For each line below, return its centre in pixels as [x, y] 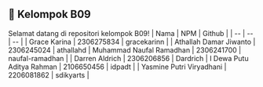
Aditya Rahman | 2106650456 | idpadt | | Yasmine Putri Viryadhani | [117, 67]
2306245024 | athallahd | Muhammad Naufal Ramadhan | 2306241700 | [125, 50]
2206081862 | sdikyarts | [49, 74]
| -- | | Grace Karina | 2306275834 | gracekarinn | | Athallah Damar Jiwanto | [132, 42]
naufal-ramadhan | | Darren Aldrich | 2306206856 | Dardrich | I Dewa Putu [128, 58]
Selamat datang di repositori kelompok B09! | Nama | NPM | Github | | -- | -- [131, 33]
